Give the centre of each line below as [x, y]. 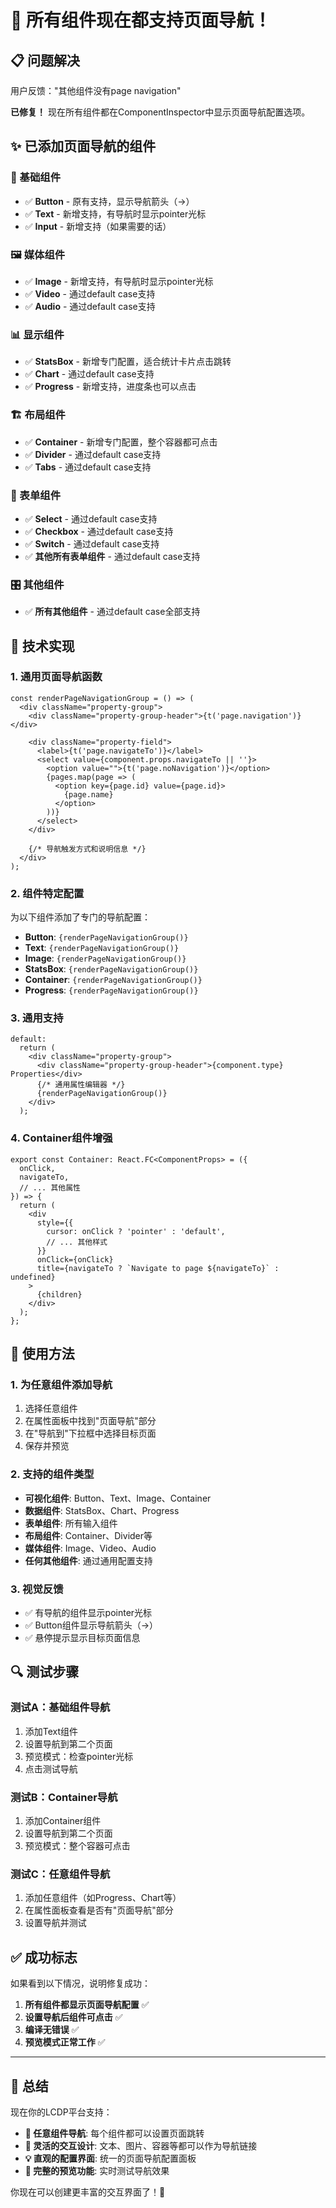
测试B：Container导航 [64, 1797]
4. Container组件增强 [61, 1138]
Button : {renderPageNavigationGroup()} [106, 937]
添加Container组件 [63, 1821]
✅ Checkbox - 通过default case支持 [99, 531]
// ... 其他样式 [77, 1242]
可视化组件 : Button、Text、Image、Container [118, 1498]
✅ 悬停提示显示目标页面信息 [82, 1638]
